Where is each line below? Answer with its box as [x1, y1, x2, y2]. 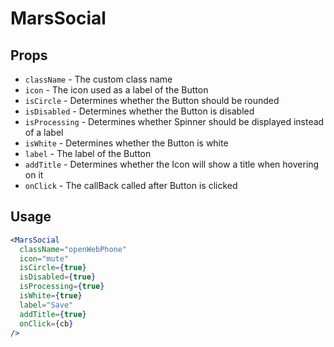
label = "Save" [19, 300, 74, 310]
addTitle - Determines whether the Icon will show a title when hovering [24, 158, 320, 170]
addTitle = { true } [19, 309, 87, 319]
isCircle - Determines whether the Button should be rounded [24, 95, 280, 106]
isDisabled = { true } [19, 272, 97, 282]
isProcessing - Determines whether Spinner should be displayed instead [24, 116, 325, 127]
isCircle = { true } [19, 263, 87, 273]
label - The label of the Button [24, 148, 152, 159]
